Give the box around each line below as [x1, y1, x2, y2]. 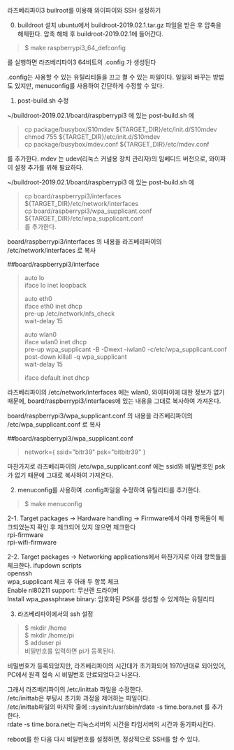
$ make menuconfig [24, 500, 82, 508]
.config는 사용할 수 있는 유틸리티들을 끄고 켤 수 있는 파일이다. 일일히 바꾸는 [7, 73, 212, 81]
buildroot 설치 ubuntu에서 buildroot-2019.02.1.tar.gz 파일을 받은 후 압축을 [17, 21, 222, 29]
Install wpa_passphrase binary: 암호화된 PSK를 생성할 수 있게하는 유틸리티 [7, 595, 214, 603]
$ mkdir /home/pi [24, 631, 75, 639]
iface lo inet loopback [24, 281, 87, 289]
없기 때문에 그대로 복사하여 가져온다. [14, 471, 114, 479]
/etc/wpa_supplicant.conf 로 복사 [7, 420, 101, 428]
